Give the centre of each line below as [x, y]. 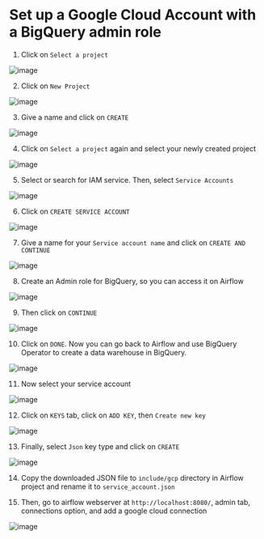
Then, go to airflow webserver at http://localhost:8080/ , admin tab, [136, 502]
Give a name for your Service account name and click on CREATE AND [133, 242]
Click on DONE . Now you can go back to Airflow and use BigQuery [129, 344]
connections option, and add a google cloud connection [114, 511]
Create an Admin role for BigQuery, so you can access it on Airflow [132, 281]
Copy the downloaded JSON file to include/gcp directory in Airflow [132, 477]
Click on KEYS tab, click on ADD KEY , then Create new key [113, 415]
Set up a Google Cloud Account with [133, 15]
